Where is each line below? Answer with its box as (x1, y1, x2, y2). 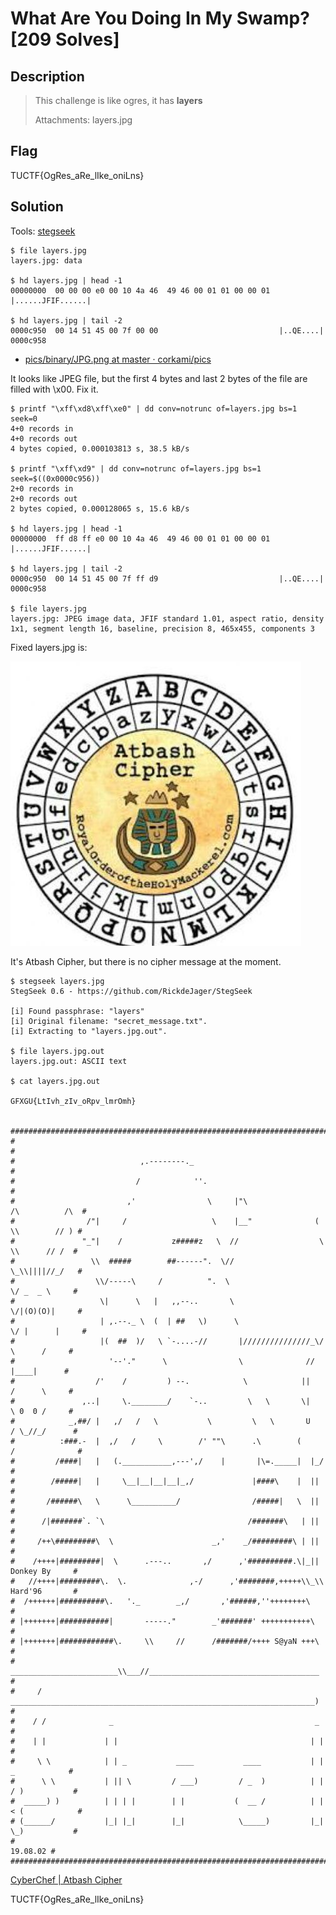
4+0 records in (10, 423, 74, 434)
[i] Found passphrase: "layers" (10, 1006, 145, 1016)
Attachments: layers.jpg (34, 114, 133, 126)
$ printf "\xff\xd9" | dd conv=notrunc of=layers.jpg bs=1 (10, 463, 262, 474)
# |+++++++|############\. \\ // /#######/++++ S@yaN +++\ (10, 1636, 320, 1646)
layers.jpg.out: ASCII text (10, 1056, 128, 1066)
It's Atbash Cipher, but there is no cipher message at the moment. (10, 955, 282, 967)
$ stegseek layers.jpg (10, 976, 105, 986)
